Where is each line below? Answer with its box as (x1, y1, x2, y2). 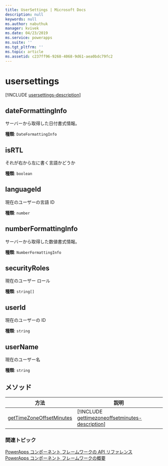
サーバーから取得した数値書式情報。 (5, 238, 80, 244)
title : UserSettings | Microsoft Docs (5, 7, 86, 13)
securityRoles (5, 264, 50, 272)
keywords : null (5, 17, 37, 22)
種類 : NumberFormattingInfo (5, 249, 61, 255)
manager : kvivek (5, 26, 39, 31)
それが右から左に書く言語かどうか (5, 160, 75, 166)
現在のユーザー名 (5, 356, 40, 362)
